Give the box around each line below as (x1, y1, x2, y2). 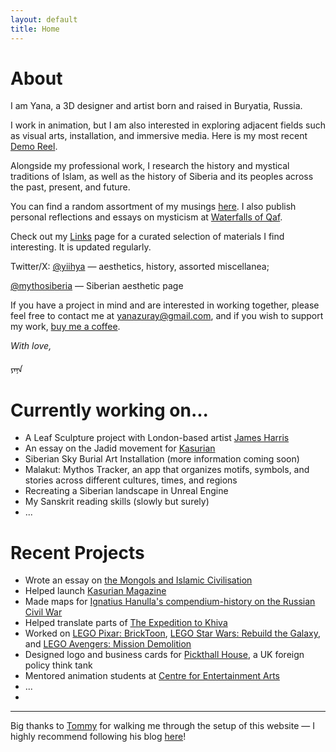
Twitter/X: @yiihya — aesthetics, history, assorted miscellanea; (10, 261, 270, 273)
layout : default (10, 14, 78, 25)
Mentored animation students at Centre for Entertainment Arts (24, 670, 280, 682)
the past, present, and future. (10, 181, 131, 193)
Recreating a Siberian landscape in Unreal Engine (24, 485, 229, 497)
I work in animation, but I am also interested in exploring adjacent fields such (10, 119, 326, 131)
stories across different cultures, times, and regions (24, 474, 238, 486)
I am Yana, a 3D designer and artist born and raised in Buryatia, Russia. (10, 100, 303, 112)
